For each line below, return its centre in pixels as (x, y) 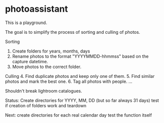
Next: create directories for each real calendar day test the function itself (79, 115)
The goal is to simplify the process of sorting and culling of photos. (73, 32)
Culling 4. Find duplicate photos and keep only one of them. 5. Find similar (80, 76)
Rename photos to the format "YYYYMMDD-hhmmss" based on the (80, 56)
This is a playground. (26, 23)
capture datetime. (30, 61)
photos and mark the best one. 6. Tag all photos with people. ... (69, 81)
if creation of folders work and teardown (46, 105)
